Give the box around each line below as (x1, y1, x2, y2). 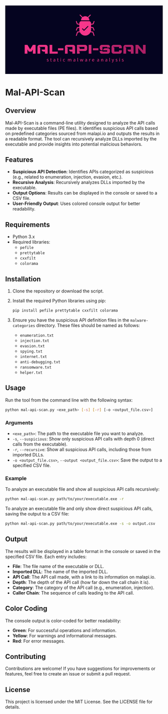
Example (5, 474, 27, 481)
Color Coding (5, 604, 47, 613)
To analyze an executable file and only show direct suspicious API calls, (5, 505, 153, 511)
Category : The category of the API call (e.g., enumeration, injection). (12, 584, 154, 590)
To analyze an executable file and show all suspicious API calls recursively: (5, 486, 160, 492)
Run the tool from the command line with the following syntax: (5, 397, 133, 403)
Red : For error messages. (12, 638, 65, 644)
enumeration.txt (19, 333, 54, 338)
